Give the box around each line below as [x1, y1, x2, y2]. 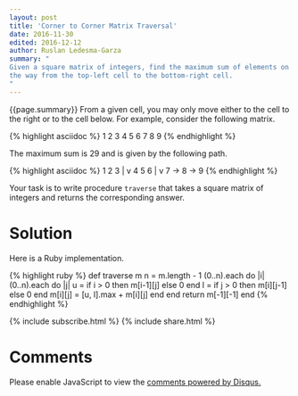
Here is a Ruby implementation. [9, 252, 125, 263]
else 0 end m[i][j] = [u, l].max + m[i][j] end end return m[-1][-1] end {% [9, 289, 269, 300]
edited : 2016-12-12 [9, 37, 82, 47]
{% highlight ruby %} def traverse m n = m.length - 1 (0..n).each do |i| [9, 269, 265, 281]
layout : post [9, 12, 58, 22]
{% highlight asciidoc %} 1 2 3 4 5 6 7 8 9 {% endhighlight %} [9, 130, 236, 141]
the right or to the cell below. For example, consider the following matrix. [9, 113, 276, 124]
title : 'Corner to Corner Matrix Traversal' [9, 21, 178, 30]
